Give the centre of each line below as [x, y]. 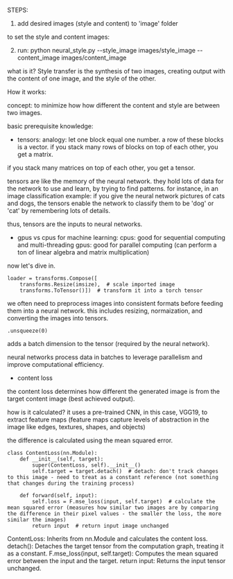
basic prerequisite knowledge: [50, 126]
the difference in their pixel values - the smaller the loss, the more [114, 514]
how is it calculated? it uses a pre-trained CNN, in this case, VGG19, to [107, 412]
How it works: [27, 92]
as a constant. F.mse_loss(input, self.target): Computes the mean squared [113, 553]
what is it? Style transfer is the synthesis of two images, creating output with [116, 71]
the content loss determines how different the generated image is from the [114, 391]
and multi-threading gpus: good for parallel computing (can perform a [117, 245]
